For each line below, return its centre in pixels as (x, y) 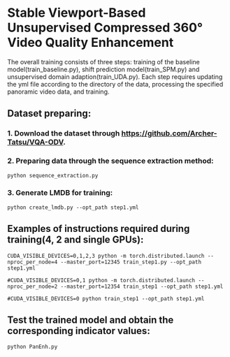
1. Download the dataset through (64, 133)
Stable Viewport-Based (77, 13)
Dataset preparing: (49, 114)
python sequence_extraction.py (53, 175)
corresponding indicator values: (79, 331)
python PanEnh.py (33, 347)
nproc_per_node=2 (33, 286)
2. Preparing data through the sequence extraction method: (110, 161)
